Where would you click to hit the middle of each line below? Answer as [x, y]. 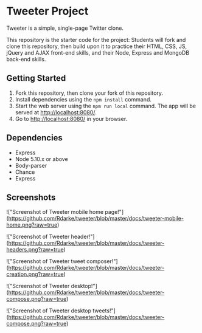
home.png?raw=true [32, 225]
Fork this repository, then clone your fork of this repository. [89, 93]
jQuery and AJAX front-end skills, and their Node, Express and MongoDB [98, 52]
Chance [25, 172]
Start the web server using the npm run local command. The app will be [106, 106]
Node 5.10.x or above [41, 159]
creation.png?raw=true [35, 274]
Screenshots [31, 197]
